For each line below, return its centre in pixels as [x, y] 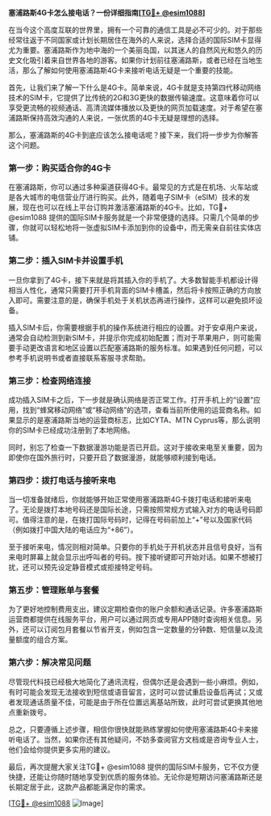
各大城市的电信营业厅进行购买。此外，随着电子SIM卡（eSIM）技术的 [129, 197]
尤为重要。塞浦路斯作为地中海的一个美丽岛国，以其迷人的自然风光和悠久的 [132, 50]
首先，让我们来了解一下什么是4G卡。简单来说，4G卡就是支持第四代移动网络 [135, 87]
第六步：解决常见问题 [50, 662]
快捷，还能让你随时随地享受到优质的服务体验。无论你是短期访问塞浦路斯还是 [135, 776]
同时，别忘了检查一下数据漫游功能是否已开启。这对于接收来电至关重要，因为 [135, 447]
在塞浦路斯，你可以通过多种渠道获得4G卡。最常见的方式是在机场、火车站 [130, 187]
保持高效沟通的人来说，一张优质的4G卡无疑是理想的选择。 [126, 118]
